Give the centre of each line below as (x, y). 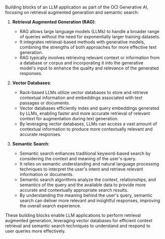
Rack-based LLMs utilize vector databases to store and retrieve (84, 92)
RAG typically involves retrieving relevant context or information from (90, 58)
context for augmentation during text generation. (69, 119)
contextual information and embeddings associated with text (81, 98)
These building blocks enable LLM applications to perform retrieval (73, 215)
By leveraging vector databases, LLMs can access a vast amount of (88, 124)
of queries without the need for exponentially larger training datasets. (90, 37)
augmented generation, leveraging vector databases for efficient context (79, 221)
